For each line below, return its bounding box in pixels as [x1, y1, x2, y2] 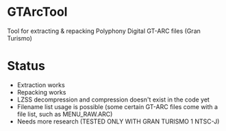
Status [7, 58, 46, 74]
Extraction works [16, 80, 65, 89]
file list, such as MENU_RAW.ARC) [16, 110, 113, 118]
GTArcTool [7, 4, 68, 20]
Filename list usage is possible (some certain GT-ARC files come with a [16, 102, 218, 110]
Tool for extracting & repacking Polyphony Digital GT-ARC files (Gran [7, 27, 201, 35]
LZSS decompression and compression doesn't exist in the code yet [16, 95, 210, 104]
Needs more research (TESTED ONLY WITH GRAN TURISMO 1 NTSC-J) [16, 117, 220, 126]
